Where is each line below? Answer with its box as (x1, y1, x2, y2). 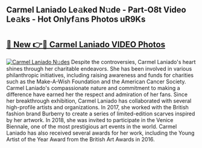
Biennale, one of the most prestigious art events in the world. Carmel (6, 123, 177, 130)
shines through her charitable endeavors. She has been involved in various (6, 65, 192, 72)
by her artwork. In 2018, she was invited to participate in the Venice (6, 117, 174, 123)
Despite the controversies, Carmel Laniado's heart (71, 59, 196, 65)
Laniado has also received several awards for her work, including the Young (6, 129, 195, 137)
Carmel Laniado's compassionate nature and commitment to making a (6, 85, 180, 91)
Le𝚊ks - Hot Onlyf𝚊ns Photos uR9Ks (6, 14, 146, 25)
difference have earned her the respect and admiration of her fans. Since (6, 91, 188, 98)
